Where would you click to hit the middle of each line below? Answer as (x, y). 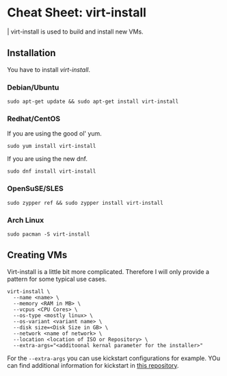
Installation (31, 53)
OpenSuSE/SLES (35, 188)
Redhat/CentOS (34, 118)
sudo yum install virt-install (52, 146)
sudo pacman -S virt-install (49, 234)
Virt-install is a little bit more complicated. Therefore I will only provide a (108, 271)
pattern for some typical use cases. (57, 279)
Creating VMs (37, 255)
